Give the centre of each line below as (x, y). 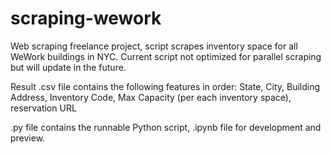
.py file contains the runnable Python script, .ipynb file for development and (166, 127)
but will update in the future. (68, 67)
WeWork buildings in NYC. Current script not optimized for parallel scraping (166, 56)
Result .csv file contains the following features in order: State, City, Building (165, 86)
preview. (28, 138)
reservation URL (43, 108)
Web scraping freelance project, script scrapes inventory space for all (154, 46)
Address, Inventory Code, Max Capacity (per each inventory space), (151, 97)
